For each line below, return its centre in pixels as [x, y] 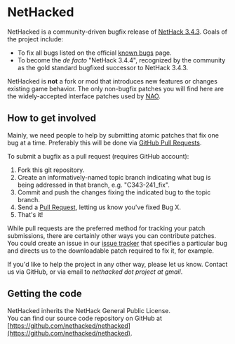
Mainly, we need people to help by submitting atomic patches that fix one [113, 135]
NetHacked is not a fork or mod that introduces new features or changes [112, 81]
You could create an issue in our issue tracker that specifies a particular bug [117, 243]
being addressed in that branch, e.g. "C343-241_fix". [94, 185]
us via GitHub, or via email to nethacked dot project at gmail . [95, 272]
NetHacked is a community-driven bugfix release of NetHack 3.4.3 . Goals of [117, 32]
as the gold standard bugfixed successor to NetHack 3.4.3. [103, 67]
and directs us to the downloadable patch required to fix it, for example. [111, 251]
